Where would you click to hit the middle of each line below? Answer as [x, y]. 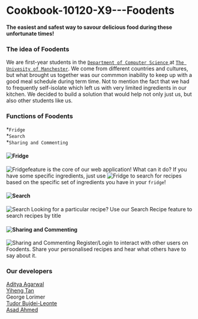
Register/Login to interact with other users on [133, 243]
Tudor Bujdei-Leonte [32, 303]
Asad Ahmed [22, 310]
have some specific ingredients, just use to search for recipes [94, 176]
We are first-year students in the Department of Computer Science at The [95, 62]
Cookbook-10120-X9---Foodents [91, 11]
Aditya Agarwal [25, 284]
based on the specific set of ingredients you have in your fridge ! [86, 182]
